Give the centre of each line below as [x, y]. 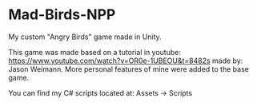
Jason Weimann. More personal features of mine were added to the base [129, 69]
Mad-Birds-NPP [62, 15]
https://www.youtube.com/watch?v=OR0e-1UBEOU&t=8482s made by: [126, 61]
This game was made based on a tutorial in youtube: [95, 52]
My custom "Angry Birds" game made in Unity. [85, 37]
